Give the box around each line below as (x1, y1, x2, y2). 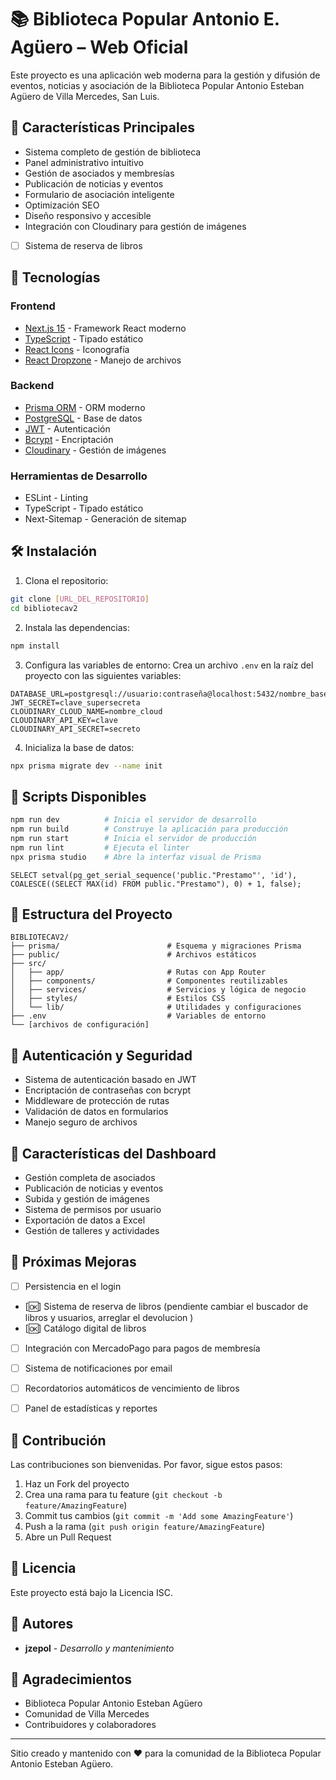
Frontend (10, 299, 56, 313)
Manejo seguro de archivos (24, 1116, 138, 1128)
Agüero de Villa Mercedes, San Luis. (10, 90, 160, 102)
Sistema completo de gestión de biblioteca (24, 146, 202, 158)
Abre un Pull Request (24, 1531, 112, 1543)
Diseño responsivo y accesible (24, 209, 152, 221)
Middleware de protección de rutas (24, 1095, 170, 1107)
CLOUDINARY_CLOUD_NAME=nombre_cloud (10, 706, 163, 716)
